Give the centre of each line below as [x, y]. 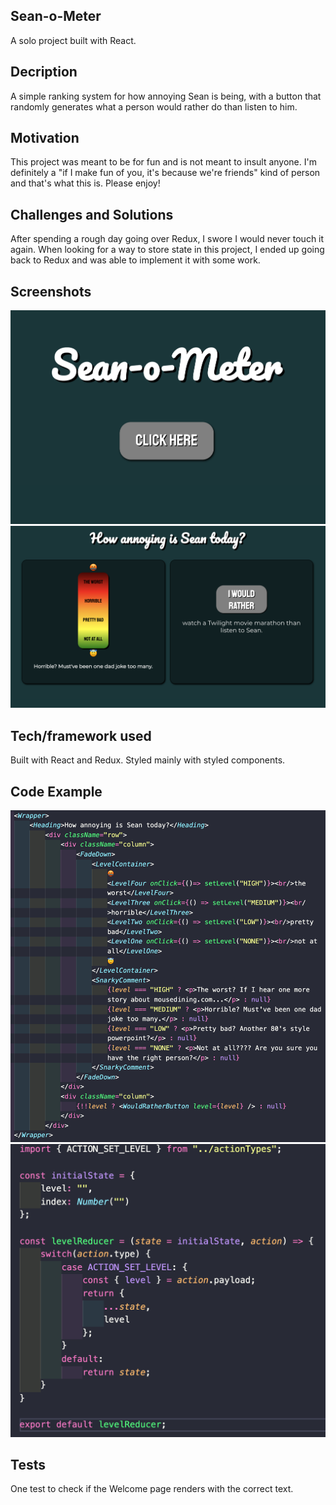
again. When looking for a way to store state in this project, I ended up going [167, 250]
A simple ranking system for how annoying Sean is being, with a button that [166, 96]
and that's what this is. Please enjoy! [85, 183]
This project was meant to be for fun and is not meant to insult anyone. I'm [163, 162]
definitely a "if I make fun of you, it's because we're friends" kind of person [165, 173]
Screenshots [51, 291]
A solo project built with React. [73, 40]
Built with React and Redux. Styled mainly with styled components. [148, 760]
